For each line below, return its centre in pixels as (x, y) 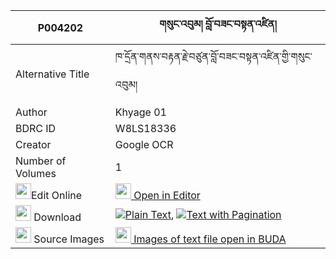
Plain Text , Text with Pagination (203, 214)
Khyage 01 (140, 112)
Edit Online (57, 195)
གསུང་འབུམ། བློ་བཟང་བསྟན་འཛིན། (218, 24)
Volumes (36, 173)
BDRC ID (36, 128)
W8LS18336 (145, 128)
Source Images (69, 239)
